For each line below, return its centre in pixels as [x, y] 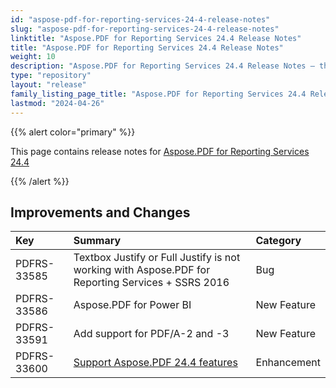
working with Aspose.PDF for [142, 270]
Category [278, 241]
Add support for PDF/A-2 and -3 [151, 334]
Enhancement [288, 363]
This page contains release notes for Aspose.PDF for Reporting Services [160, 151]
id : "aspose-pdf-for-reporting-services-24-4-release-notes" [140, 19]
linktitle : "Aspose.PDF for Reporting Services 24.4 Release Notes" [156, 38]
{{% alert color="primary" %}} [73, 132]
